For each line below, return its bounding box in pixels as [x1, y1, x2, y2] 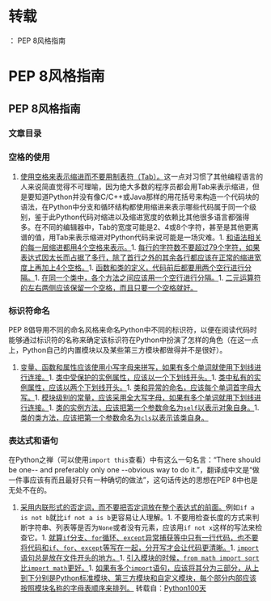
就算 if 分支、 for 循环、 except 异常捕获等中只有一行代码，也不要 [48, 533, 259, 543]
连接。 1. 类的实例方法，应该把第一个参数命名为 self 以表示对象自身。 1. [27, 403, 260, 413]
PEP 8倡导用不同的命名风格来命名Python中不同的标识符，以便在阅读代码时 [8, 325, 257, 335]
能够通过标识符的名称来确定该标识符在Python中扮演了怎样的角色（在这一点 [8, 335, 259, 345]
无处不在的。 [8, 485, 51, 495]
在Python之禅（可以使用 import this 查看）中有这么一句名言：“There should [8, 455, 261, 465]
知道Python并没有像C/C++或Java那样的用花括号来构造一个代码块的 [34, 192, 260, 201]
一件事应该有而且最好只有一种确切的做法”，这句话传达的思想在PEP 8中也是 [8, 475, 259, 485]
